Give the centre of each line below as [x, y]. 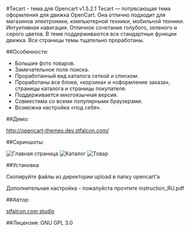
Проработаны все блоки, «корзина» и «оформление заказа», [92, 82]
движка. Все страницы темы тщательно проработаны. [75, 40]
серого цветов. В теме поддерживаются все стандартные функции [91, 34]
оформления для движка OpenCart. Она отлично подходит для [86, 15]
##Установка [23, 165]
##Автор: [18, 200]
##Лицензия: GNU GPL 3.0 [39, 223]
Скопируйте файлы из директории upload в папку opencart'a [83, 177]
